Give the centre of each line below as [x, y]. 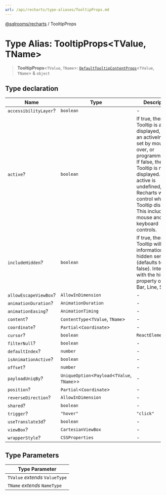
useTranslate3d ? [27, 421]
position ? [19, 389]
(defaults [147, 263]
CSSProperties [77, 438]
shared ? [17, 406]
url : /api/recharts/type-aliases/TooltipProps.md [57, 10]
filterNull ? [22, 343]
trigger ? [18, 414]
